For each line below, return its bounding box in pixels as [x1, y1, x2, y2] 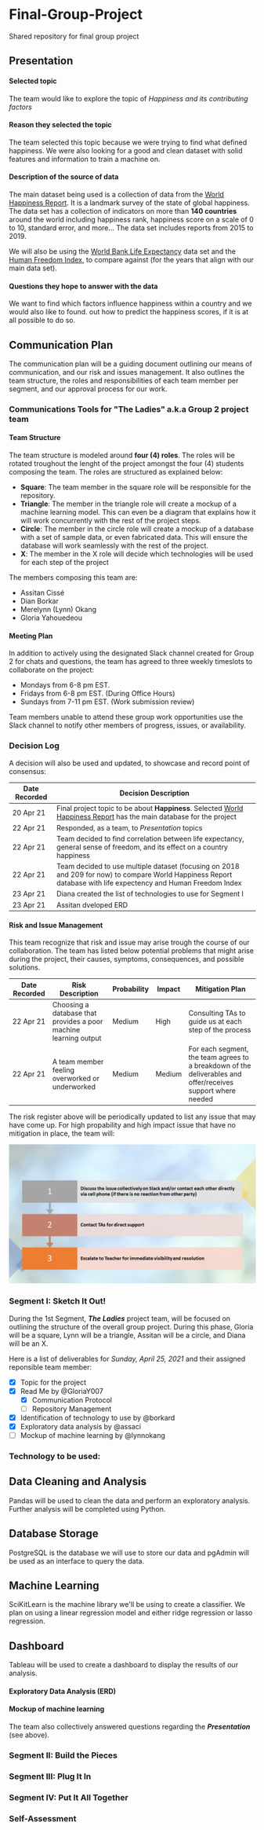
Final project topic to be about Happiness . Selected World [56, 804, 244, 813]
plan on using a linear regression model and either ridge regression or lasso [9, 1608, 253, 1618]
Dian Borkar [20, 596, 60, 606]
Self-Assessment [9, 1813, 77, 1824]
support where [188, 1086, 236, 1095]
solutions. [9, 963, 41, 972]
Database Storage [9, 1527, 99, 1541]
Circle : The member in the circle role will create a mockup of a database [20, 524, 254, 534]
